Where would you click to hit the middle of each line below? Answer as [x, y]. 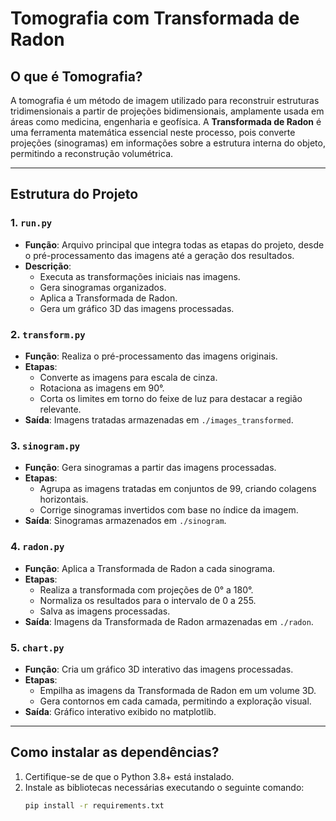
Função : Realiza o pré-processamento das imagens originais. [151, 356]
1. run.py [31, 223]
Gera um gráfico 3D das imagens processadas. [137, 308]
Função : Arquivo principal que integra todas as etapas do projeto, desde [174, 244]
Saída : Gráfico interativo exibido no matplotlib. [120, 711]
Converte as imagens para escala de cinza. [128, 377]
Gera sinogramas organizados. [103, 287]
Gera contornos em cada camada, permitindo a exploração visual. [175, 701]
